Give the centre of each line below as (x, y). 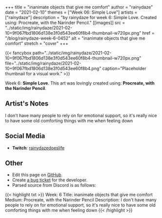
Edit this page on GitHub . (37, 175)
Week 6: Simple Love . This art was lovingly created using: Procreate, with (80, 83)
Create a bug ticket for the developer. (50, 180)
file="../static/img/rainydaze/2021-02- (43, 63)
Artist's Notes (27, 104)
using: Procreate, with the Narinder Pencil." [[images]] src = (65, 22)
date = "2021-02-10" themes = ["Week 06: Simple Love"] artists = (71, 12)
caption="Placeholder (124, 68)
